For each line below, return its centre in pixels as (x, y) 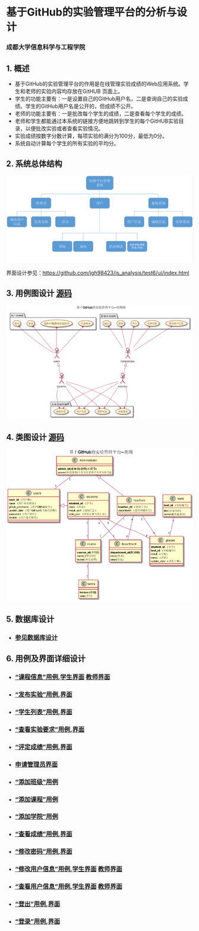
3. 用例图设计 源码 (39, 293)
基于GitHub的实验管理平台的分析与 (91, 12)
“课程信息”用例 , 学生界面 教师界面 (62, 677)
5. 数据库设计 (30, 619)
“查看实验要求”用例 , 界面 (50, 729)
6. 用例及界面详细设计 (46, 659)
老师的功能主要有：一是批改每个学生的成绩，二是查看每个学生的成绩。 (101, 113)
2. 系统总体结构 (34, 164)
